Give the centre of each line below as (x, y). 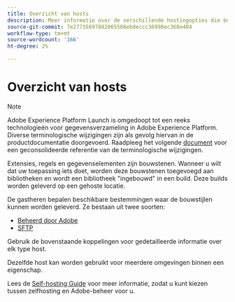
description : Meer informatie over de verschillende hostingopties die (114, 20)
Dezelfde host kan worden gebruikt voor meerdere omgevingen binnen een (116, 262)
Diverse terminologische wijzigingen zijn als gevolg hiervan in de (100, 135)
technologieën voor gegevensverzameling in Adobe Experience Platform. (113, 128)
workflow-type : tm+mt (39, 33)
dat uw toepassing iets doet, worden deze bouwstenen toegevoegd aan (111, 171)
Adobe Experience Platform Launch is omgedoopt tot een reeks (99, 120)
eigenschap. (25, 270)
